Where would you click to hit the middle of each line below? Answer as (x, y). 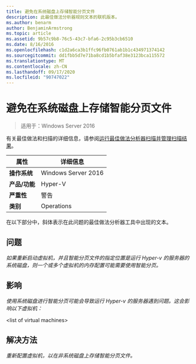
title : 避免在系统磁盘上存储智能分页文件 (51, 12)
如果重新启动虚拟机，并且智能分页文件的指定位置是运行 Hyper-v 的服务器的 (98, 258)
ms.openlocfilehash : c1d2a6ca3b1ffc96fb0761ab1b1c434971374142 (86, 50)
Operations (56, 206)
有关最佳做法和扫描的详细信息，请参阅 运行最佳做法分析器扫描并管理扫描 (94, 139)
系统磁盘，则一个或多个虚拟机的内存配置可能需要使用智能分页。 (84, 265)
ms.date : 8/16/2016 (30, 45)
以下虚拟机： (27, 308)
